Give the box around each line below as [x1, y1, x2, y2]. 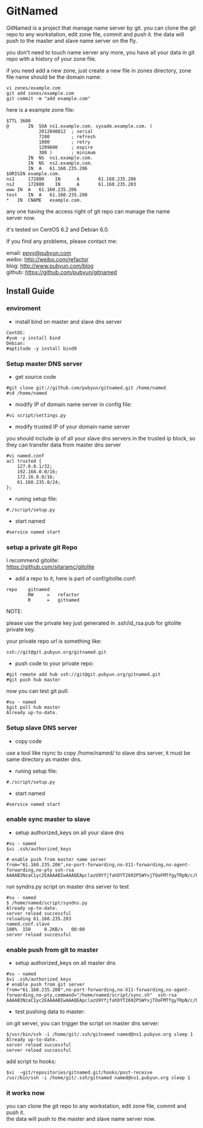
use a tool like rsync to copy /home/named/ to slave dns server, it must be [6, 749, 191, 756]
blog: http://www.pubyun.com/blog [6, 262, 94, 269]
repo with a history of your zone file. [6, 55, 97, 62]
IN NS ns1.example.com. [28, 155, 94, 161]
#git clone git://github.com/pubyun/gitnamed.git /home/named [6, 385, 166, 391]
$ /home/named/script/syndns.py [6, 900, 88, 906]
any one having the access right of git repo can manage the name [6, 207, 170, 215]
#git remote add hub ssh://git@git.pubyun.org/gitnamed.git [6, 672, 161, 678]
